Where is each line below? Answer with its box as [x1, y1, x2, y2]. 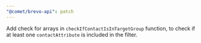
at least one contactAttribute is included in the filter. [6, 31, 138, 38]
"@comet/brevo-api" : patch [6, 8, 74, 15]
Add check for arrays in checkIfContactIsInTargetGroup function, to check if [6, 25, 196, 32]
